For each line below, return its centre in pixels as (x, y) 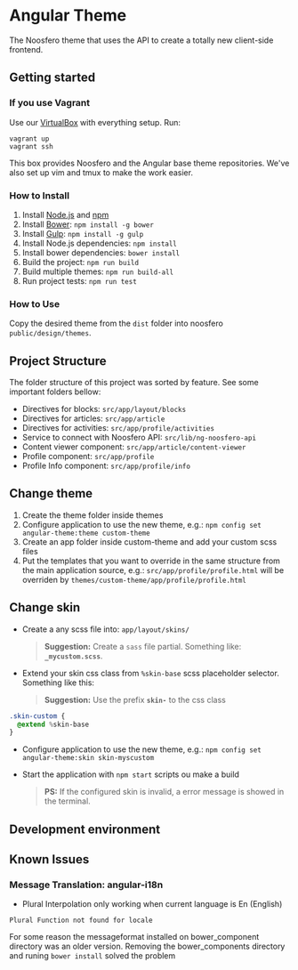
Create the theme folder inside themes (93, 515)
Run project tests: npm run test (80, 280)
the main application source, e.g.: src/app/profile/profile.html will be (153, 570)
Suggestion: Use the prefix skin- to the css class (135, 699)
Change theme (51, 493)
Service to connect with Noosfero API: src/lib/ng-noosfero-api (139, 438)
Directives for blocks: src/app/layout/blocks (104, 409)
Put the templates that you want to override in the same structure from (151, 561)
